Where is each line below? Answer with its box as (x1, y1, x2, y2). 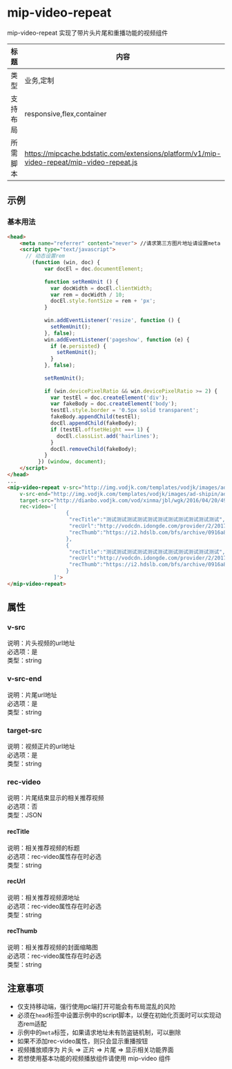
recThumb (7, 927, 38, 935)
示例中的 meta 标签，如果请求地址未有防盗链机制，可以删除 (17, 1028, 182, 1037)
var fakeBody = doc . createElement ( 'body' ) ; (50, 400, 177, 407)
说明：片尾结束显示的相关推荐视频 (7, 794, 104, 802)
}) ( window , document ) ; (37, 458, 107, 465)
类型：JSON (7, 811, 43, 819)
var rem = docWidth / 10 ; (50, 291, 126, 298)
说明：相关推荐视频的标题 (7, 844, 80, 852)
